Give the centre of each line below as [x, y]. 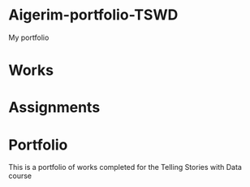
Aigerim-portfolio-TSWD [93, 15]
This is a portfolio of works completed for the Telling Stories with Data [125, 167]
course [20, 176]
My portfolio [29, 37]
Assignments [54, 108]
